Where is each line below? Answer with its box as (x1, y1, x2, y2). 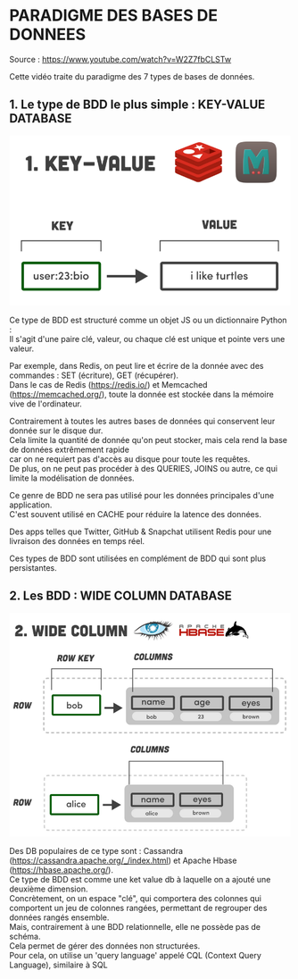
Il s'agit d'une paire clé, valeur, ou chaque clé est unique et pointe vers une (9, 333, 286, 344)
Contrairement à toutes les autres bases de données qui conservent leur (9, 415, 276, 426)
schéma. (9, 931, 41, 941)
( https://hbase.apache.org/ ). (9, 865, 114, 875)
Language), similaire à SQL (9, 959, 109, 970)
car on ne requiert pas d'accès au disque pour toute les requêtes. (9, 453, 251, 464)
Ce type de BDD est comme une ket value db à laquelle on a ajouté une (9, 874, 271, 884)
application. (9, 499, 53, 510)
